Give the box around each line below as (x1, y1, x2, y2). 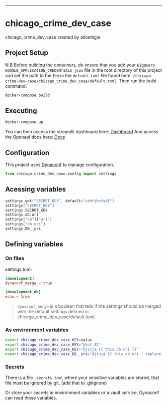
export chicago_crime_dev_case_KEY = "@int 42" (5, 342, 101, 347)
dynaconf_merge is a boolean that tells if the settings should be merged (17, 303, 162, 309)
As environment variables (5, 326, 69, 333)
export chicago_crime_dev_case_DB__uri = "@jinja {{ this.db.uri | (5, 352, 143, 357)
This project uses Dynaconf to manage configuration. (5, 162, 114, 168)
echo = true (5, 294, 30, 299)
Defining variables (5, 240, 64, 248)
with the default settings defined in (17, 309, 89, 315)
